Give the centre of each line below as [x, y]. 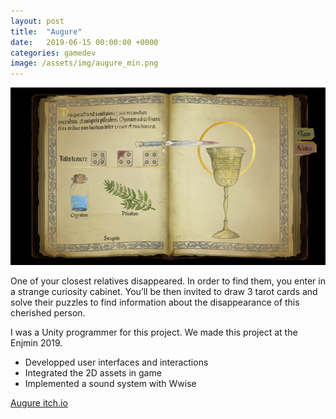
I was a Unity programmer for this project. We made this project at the [154, 332]
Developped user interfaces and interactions [116, 362]
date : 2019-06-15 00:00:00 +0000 [84, 42]
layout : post [37, 21]
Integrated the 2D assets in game [93, 372]
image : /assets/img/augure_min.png [84, 63]
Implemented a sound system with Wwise [110, 383]
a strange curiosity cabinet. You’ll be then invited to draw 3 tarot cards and [164, 291]
